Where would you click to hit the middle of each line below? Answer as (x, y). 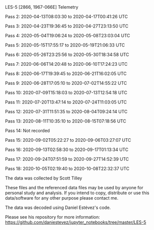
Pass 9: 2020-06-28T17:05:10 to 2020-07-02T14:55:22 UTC (66, 83)
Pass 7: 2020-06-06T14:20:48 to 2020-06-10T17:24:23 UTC (66, 64)
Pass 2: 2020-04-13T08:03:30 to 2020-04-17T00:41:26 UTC (66, 16)
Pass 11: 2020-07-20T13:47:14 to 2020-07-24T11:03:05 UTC (66, 102)
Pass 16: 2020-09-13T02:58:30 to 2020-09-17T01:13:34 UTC (67, 150)
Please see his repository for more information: (52, 217)
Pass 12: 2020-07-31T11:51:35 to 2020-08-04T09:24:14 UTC (66, 112)
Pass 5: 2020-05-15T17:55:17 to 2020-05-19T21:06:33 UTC (65, 45)
